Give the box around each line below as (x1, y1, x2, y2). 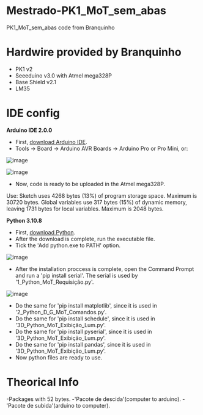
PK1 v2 (15, 65, 33, 73)
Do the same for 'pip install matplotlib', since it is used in (15, 301, 157, 309)
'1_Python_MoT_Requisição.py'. (15, 278, 94, 286)
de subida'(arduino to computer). (26, 402, 111, 409)
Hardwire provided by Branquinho (6, 45, 182, 59)
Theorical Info (6, 375, 79, 389)
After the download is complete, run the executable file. (15, 235, 155, 242)
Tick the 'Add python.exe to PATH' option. (15, 242, 121, 249)
